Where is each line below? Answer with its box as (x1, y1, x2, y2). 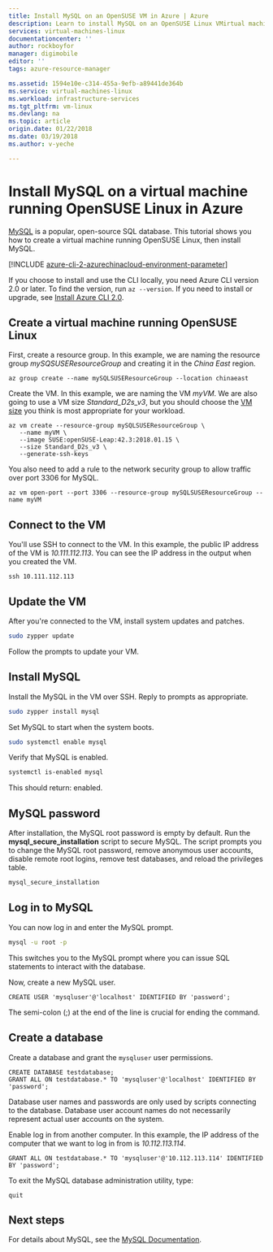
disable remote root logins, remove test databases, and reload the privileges (8, 854, 264, 864)
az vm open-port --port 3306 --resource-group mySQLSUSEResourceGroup (8, 489, 253, 497)
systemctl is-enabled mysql (8, 768, 104, 776)
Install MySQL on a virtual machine (8, 182, 249, 200)
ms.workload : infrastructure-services (8, 94, 140, 102)
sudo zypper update (8, 632, 75, 640)
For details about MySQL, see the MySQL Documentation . (8, 1235, 201, 1245)
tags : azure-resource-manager (8, 65, 111, 73)
